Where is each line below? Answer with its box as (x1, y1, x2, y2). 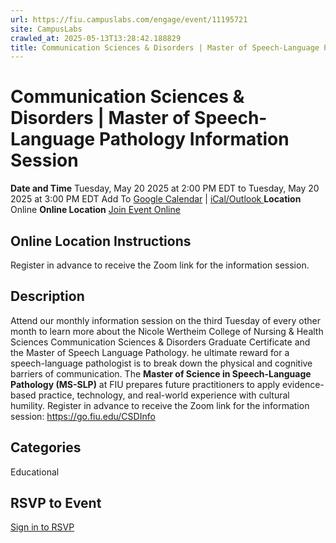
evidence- (282, 378, 325, 390)
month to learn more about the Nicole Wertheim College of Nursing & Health (10, 325, 324, 337)
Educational (10, 466, 60, 478)
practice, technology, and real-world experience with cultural (38, 389, 290, 401)
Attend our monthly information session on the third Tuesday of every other (10, 314, 321, 326)
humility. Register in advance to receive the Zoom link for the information (10, 399, 310, 411)
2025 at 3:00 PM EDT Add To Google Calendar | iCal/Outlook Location (10, 193, 302, 205)
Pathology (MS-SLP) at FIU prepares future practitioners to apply (10, 378, 281, 390)
